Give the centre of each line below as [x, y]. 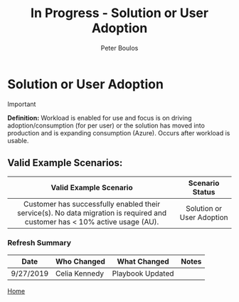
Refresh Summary [39, 243]
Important [22, 104]
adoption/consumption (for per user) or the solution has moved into [106, 125]
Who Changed [80, 261]
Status [204, 192]
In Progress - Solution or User [119, 13]
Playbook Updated [143, 274]
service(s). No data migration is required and [92, 213]
